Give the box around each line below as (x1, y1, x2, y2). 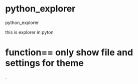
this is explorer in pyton (5, 29, 54, 35)
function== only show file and (5, 47, 133, 58)
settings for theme (5, 57, 84, 69)
